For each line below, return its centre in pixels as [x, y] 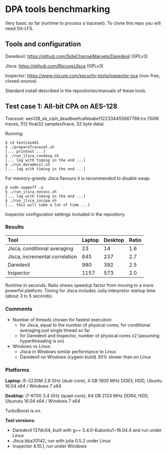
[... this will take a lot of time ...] [48, 205]
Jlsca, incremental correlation [42, 256]
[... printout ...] [25, 151]
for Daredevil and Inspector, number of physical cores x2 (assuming [89, 336]
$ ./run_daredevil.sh [28, 164]
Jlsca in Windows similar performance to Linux [68, 352]
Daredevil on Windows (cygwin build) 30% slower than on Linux [85, 357]
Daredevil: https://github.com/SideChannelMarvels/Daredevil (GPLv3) [77, 56]
